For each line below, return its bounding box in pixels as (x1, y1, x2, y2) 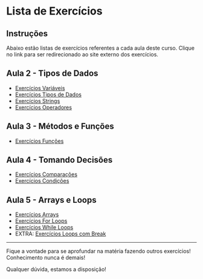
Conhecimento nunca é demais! (6, 254, 86, 261)
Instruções (6, 28, 48, 39)
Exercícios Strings (14, 97, 60, 104)
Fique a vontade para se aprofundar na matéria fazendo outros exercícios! (6, 248, 192, 255)
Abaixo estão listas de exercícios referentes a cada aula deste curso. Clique (6, 44, 195, 51)
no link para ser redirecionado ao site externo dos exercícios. (6, 51, 159, 58)
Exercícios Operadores (14, 103, 72, 111)
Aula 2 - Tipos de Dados (6, 68, 98, 79)
